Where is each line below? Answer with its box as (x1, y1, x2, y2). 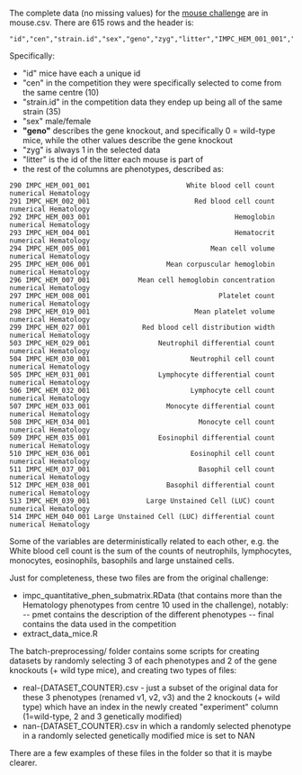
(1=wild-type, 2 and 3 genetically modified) (22, 711, 182, 722)
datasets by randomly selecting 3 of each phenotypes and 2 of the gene (9, 655, 277, 666)
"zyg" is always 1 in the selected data (22, 144, 161, 155)
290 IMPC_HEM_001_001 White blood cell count (9, 181, 276, 190)
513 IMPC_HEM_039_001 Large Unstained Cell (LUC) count (9, 497, 276, 506)
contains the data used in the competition (22, 619, 177, 629)
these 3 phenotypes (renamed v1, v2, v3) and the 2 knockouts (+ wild (22, 692, 280, 702)
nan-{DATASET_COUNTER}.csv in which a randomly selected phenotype (22, 721, 292, 731)
